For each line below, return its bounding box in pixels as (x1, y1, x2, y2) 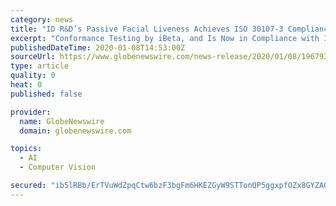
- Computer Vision (19, 162, 97, 173)
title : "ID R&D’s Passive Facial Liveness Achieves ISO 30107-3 (10, 24, 284, 34)
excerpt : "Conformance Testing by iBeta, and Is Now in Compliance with (10, 33, 320, 43)
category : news (10, 14, 74, 25)
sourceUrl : (10, 52, 56, 62)
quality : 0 (10, 71, 56, 81)
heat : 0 (10, 80, 43, 90)
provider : (10, 107, 52, 117)
